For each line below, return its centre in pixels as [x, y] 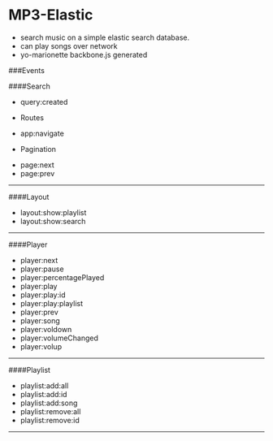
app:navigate [42, 133]
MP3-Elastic [51, 15]
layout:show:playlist [53, 212]
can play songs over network [69, 45]
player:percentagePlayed [62, 277]
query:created [44, 102]
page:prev [37, 173]
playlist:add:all [44, 385]
